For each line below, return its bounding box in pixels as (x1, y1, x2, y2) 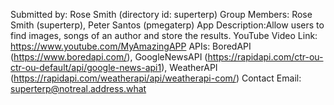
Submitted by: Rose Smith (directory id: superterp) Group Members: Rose (10, 9, 313, 20)
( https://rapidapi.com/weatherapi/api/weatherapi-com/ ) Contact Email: (10, 72, 302, 84)
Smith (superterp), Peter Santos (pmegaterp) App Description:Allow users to (10, 19, 325, 31)
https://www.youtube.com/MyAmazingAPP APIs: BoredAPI (10, 40, 252, 52)
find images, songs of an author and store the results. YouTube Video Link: (10, 30, 318, 41)
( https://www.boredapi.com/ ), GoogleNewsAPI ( (10, 51, 208, 63)
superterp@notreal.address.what (10, 83, 147, 94)
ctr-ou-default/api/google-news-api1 (10, 62, 162, 73)
